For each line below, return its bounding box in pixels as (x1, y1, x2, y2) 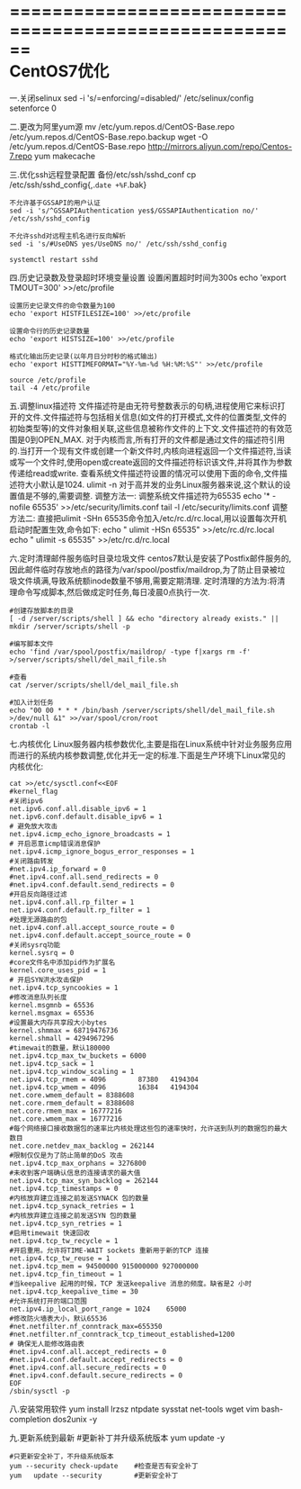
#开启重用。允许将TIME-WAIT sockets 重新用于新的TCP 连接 (9, 1246, 209, 1255)
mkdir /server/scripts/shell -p (9, 622, 130, 631)
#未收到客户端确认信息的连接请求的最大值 (9, 1168, 141, 1178)
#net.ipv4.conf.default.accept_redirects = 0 (9, 1355, 182, 1364)
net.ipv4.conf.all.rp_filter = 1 (9, 898, 135, 907)
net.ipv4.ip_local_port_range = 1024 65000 (9, 1304, 187, 1313)
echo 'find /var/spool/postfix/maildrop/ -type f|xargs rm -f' (9, 647, 252, 656)
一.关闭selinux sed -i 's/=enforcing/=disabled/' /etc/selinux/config (9, 92, 254, 104)
